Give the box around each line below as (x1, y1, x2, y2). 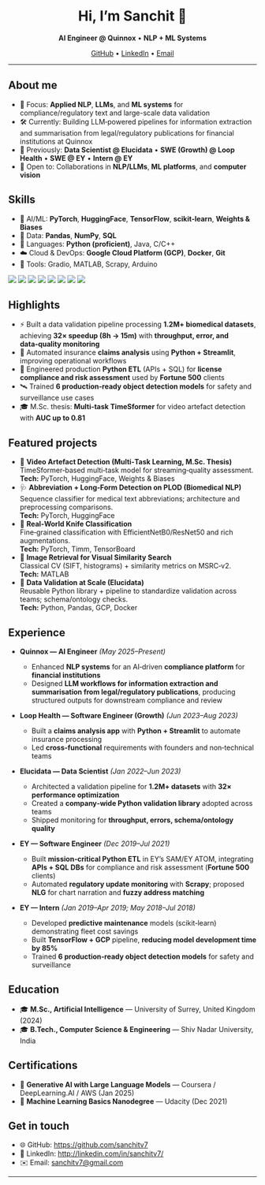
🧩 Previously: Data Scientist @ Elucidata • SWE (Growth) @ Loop (19, 145, 235, 155)
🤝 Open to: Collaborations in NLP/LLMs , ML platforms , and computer (19, 162, 247, 171)
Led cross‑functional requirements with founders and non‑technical (31, 743, 255, 752)
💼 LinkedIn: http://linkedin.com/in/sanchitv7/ (19, 1149, 164, 1158)
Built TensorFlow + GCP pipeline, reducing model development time (31, 935, 257, 945)
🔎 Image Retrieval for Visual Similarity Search (19, 553, 172, 562)
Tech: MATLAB (19, 569, 69, 579)
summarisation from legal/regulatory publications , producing (31, 688, 236, 696)
